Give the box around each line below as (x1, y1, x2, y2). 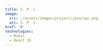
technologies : (5, 29, 34, 34)
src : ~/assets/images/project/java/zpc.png (9, 16, 98, 20)
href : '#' (5, 25, 25, 30)
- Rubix (9, 34, 25, 39)
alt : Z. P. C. (9, 20, 38, 25)
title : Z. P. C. (5, 7, 38, 12)
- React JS (9, 38, 31, 43)
